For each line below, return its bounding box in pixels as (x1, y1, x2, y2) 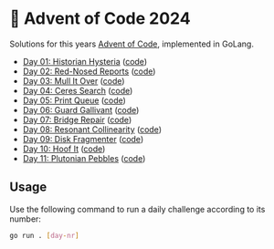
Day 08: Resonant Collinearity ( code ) (22, 123, 163, 135)
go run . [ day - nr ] (9, 231, 79, 240)
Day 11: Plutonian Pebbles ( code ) (22, 152, 146, 163)
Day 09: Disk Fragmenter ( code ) (22, 133, 144, 144)
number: (9, 213, 41, 224)
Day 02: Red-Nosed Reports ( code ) (22, 66, 156, 77)
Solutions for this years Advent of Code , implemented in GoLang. (9, 38, 254, 49)
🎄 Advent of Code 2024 (9, 8, 191, 29)
